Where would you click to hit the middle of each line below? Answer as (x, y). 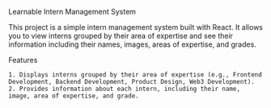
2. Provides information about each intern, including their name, (125, 89)
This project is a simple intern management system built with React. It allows (135, 27)
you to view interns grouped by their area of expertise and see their (121, 36)
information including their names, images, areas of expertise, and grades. (132, 44)
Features (23, 60)
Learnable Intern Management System (72, 12)
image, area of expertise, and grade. (74, 96)
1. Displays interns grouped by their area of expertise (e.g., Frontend (135, 75)
